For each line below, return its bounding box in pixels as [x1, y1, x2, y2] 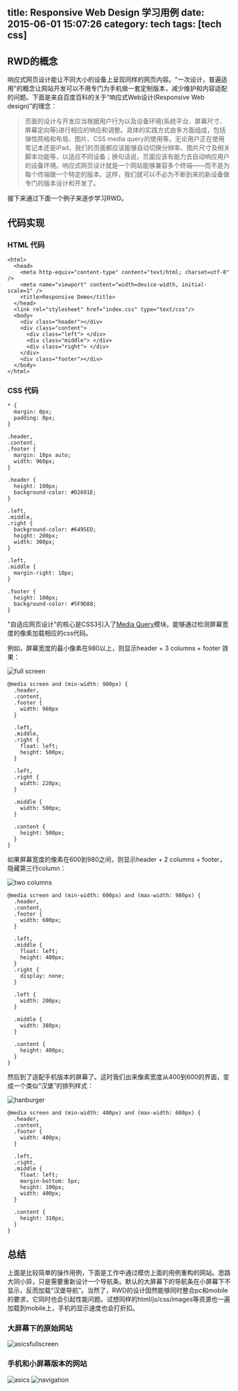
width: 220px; [20, 780, 62, 787]
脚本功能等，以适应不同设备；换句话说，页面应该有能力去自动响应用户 [24, 152, 230, 161]
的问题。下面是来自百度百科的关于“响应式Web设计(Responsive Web [7, 93, 205, 101]
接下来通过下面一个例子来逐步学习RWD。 [7, 194, 127, 203]
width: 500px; [20, 805, 62, 812]
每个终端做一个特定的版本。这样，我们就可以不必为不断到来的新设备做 [24, 170, 230, 179]
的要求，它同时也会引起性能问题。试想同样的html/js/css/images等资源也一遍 [7, 1295, 230, 1303]
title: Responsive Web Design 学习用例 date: [7, 6, 205, 19]
